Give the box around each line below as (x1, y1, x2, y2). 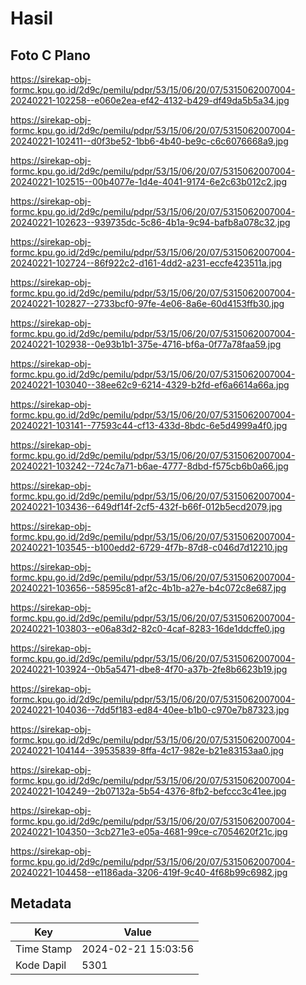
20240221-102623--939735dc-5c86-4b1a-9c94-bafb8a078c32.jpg (10, 217, 291, 228)
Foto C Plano (10, 47, 91, 64)
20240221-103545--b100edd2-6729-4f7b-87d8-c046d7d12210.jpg (10, 542, 288, 553)
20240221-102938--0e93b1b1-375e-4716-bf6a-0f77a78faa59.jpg (10, 338, 282, 350)
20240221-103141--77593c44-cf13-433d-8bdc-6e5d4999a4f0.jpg (10, 420, 288, 431)
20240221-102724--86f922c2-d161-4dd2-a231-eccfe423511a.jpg (10, 257, 283, 269)
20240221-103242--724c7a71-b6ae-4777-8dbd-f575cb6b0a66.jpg (10, 460, 289, 472)
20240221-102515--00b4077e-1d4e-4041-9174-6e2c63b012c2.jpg (10, 176, 287, 187)
